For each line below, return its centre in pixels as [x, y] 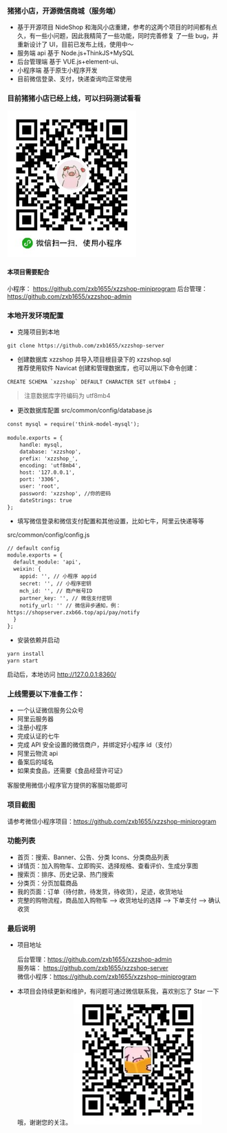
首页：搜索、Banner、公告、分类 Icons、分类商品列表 [93, 857]
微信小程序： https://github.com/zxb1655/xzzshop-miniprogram [107, 976]
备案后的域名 [35, 762]
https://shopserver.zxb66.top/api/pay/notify [73, 612]
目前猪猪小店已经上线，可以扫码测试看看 [74, 99]
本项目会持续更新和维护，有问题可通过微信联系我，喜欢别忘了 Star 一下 [118, 992]
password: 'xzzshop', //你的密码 [65, 493]
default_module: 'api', [47, 562]
